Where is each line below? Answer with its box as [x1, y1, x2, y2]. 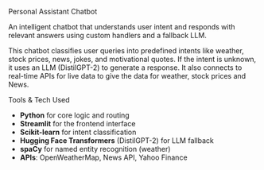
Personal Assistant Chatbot [8, 7, 98, 16]
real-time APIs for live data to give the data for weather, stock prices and [8, 71, 247, 80]
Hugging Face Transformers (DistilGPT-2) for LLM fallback [19, 136, 215, 145]
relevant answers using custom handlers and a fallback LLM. [8, 31, 207, 40]
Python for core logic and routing [19, 110, 130, 120]
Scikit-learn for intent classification [19, 127, 137, 137]
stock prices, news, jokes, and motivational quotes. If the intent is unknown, [8, 55, 257, 64]
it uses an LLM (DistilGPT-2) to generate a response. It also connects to [8, 63, 243, 72]
